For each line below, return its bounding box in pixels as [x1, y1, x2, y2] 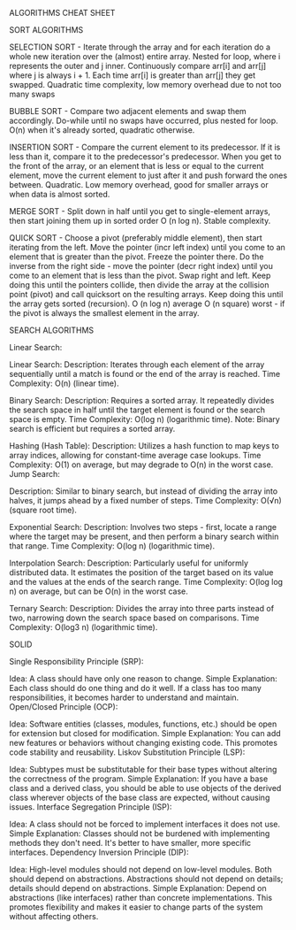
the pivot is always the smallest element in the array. [9, 308, 201, 318]
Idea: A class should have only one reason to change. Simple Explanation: [9, 673, 278, 684]
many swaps [9, 88, 56, 99]
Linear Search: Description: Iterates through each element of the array [9, 359, 265, 370]
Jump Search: [9, 469, 60, 479]
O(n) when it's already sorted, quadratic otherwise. [9, 125, 195, 135]
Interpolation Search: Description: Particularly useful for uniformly [9, 557, 249, 568]
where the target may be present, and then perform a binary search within [9, 531, 279, 542]
